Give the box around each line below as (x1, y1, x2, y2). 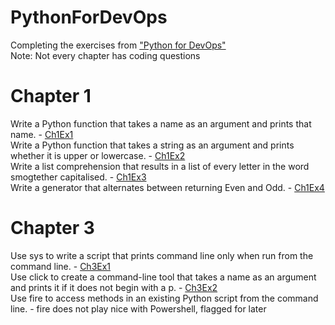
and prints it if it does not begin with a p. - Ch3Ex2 (10, 281, 218, 293)
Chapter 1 (10, 85, 92, 108)
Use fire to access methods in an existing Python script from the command (10, 292, 319, 304)
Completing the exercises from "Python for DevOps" (10, 39, 227, 51)
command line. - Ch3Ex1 (10, 260, 112, 272)
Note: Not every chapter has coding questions (10, 49, 201, 61)
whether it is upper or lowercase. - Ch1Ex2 (10, 149, 186, 161)
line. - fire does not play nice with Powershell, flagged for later (10, 302, 267, 315)
